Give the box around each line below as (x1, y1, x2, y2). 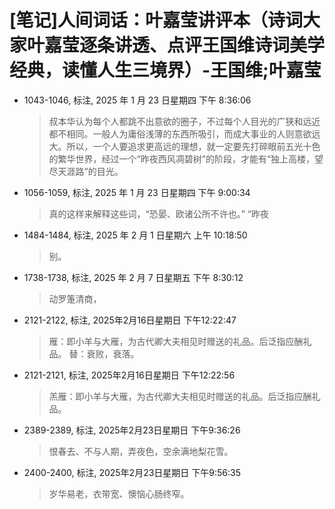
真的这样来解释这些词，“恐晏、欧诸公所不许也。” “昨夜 (48, 207, 270, 220)
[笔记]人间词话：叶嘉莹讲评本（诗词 (9, 9, 304, 32)
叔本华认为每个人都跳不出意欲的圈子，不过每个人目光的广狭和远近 (48, 115, 321, 127)
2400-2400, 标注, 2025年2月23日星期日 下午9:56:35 (23, 466, 241, 478)
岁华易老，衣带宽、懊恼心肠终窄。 (48, 487, 190, 500)
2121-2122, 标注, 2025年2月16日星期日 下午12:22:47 (23, 314, 237, 326)
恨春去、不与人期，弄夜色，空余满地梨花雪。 (48, 445, 234, 457)
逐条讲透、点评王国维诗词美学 (79, 34, 326, 57)
